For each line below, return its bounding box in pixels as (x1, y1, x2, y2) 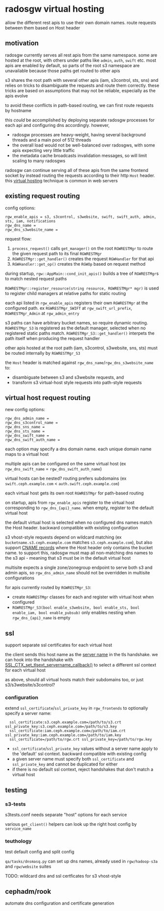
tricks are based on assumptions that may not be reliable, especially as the (5, 87, 156, 94)
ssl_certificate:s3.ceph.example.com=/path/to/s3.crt (9, 720, 121, 725)
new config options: (5, 407, 46, 413)
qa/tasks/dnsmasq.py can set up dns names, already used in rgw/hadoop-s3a (5, 859, 158, 864)
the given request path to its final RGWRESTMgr (12, 250, 102, 256)
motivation (5, 39, 39, 48)
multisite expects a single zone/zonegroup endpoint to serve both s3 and (5, 565, 153, 570)
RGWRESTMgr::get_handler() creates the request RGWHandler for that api (12, 256, 154, 262)
